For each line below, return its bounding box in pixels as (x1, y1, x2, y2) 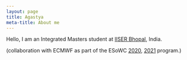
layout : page (6, 8, 39, 15)
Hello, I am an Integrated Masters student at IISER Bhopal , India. (6, 36, 162, 43)
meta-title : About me (6, 19, 60, 25)
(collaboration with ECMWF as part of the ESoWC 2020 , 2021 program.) (6, 47, 182, 54)
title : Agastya (6, 14, 44, 20)
